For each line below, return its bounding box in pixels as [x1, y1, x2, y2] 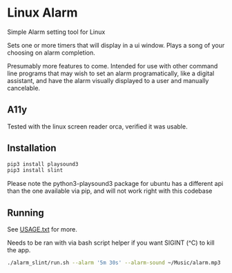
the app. [7, 246, 31, 254]
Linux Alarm [7, 5, 78, 21]
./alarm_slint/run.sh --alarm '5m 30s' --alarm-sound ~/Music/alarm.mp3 [7, 259, 221, 267]
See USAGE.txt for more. [7, 225, 78, 234]
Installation [7, 142, 57, 154]
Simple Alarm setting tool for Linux [7, 28, 106, 36]
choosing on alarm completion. [7, 48, 95, 57]
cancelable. [7, 84, 40, 92]
